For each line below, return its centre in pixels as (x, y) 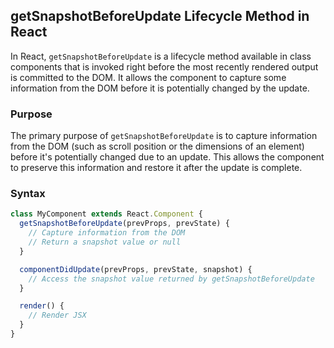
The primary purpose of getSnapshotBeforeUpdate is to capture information (164, 136)
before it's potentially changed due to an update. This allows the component (167, 157)
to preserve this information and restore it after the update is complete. (156, 168)
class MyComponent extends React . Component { (106, 214)
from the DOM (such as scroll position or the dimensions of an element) (157, 146)
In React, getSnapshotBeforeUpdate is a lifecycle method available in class (161, 56)
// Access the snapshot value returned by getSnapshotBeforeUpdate (171, 279)
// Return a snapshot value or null (105, 242)
